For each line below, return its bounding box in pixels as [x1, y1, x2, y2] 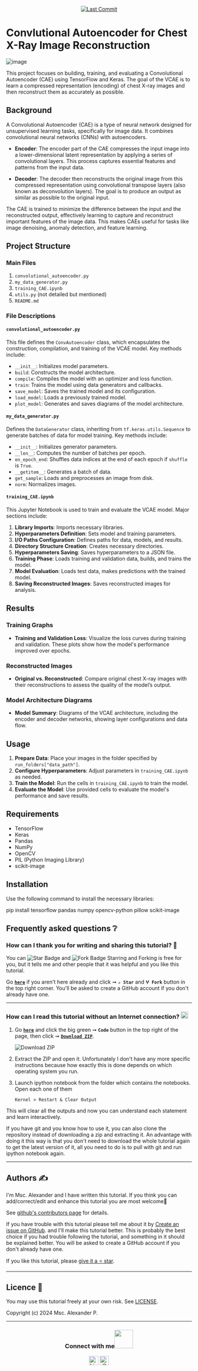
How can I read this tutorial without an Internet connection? [6, 1013, 180, 1021]
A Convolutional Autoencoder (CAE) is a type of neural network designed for [6, 121, 192, 128]
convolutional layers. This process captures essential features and [14, 157, 176, 164]
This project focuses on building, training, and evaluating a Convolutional [6, 69, 183, 77]
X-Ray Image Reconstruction [6, 39, 150, 52]
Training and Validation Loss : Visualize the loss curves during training [14, 634, 186, 641]
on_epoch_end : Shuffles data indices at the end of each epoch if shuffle [14, 455, 188, 462]
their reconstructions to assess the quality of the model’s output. [14, 681, 172, 688]
